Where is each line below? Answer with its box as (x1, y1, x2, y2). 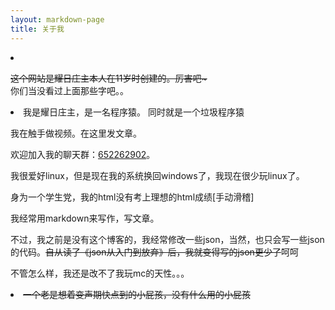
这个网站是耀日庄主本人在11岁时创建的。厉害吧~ (10, 72, 208, 84)
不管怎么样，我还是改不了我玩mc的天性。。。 (10, 267, 190, 279)
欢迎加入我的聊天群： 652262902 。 (10, 148, 156, 160)
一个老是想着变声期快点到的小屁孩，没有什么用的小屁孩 (23, 288, 251, 300)
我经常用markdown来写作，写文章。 (10, 212, 160, 224)
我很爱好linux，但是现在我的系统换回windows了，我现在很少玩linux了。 (10, 169, 305, 181)
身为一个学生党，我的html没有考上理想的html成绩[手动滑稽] (10, 191, 255, 203)
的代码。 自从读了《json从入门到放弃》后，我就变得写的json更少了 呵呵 (10, 246, 299, 258)
